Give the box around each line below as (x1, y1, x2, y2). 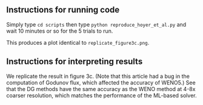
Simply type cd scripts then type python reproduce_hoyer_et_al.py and (6, 21, 187, 28)
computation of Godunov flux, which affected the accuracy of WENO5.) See (6, 78, 196, 86)
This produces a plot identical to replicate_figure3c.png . (6, 39, 150, 46)
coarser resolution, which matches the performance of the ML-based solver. (6, 92, 197, 99)
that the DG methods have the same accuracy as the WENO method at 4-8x (6, 85, 196, 92)
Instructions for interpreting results (6, 57, 143, 67)
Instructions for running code (6, 5, 120, 15)
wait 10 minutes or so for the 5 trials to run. (6, 27, 113, 34)
